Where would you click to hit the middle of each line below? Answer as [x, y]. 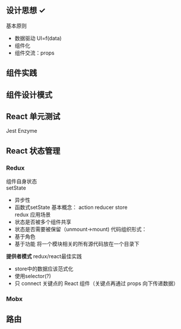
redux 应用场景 [33, 215]
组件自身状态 [21, 181]
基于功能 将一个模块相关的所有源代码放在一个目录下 [77, 244]
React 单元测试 [33, 116]
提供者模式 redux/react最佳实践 [44, 256]
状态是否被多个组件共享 [43, 222]
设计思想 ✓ [26, 11]
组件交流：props [34, 53]
